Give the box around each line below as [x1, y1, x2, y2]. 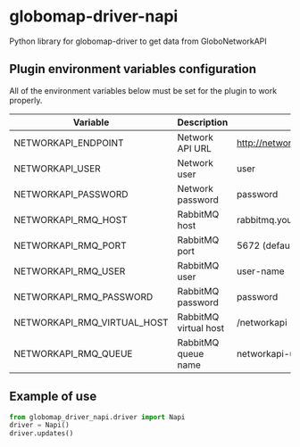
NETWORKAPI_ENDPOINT [13, 137, 124, 149]
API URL [177, 142, 212, 154]
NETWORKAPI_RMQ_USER [13, 265, 126, 277]
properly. [9, 95, 43, 105]
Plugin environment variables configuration [9, 62, 257, 77]
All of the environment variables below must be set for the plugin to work [9, 85, 278, 95]
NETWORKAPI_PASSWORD [13, 187, 129, 200]
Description [177, 116, 229, 128]
